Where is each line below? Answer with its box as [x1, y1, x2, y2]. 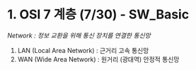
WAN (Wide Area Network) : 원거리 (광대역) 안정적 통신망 [17, 54, 180, 64]
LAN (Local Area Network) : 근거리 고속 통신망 [17, 46, 149, 54]
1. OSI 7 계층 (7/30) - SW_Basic [7, 6, 190, 23]
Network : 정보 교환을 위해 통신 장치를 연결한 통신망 [7, 31, 151, 40]
